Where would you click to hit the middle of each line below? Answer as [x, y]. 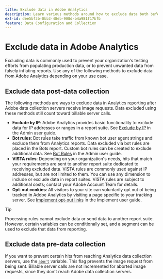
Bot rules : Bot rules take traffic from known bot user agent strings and [82, 138]
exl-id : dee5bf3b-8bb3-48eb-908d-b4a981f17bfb [53, 18]
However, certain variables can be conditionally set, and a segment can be [80, 224]
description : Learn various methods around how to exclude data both [77, 14]
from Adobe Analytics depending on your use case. [57, 76]
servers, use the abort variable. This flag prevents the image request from [79, 261]
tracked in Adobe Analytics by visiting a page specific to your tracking [82, 195]
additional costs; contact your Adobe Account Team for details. [75, 184]
